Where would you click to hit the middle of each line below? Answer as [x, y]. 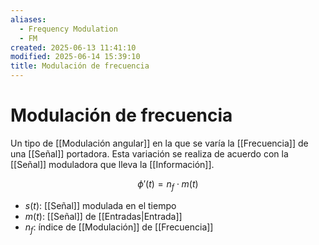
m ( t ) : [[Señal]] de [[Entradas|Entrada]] [103, 216]
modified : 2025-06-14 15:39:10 [75, 57]
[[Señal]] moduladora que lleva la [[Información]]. [112, 164]
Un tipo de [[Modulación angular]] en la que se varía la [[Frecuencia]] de [159, 143]
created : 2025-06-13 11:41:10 [73, 47]
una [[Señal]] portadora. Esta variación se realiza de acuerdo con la [149, 153]
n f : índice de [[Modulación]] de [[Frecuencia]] [119, 228]
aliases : [28, 19]
